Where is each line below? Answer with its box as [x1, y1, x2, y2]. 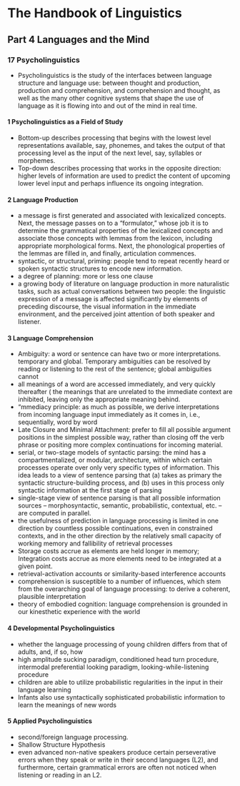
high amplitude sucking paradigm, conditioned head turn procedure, [17, 655, 219, 663]
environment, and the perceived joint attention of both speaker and [17, 310, 216, 318]
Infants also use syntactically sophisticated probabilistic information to [17, 692, 226, 701]
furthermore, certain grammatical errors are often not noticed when [17, 762, 216, 772]
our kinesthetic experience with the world [17, 608, 141, 616]
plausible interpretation [17, 593, 86, 601]
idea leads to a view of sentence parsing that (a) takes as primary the [17, 471, 222, 480]
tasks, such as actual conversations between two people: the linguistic [17, 287, 226, 296]
